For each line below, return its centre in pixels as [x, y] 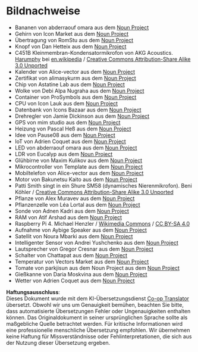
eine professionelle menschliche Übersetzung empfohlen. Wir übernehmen [98, 330]
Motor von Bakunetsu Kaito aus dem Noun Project [76, 179]
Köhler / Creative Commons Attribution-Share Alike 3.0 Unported [94, 192]
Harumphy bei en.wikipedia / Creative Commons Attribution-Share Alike [103, 59]
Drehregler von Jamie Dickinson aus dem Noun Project [82, 116]
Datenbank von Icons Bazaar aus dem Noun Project [78, 110]
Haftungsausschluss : [33, 292]
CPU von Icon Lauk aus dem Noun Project [66, 103]
